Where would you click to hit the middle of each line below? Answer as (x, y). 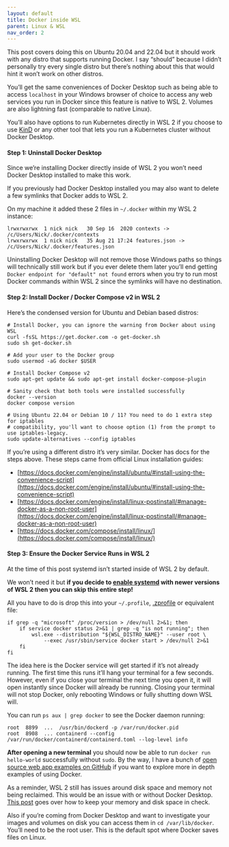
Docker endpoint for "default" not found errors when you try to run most (112, 274)
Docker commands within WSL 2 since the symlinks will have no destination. (114, 281)
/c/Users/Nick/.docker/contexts (53, 235)
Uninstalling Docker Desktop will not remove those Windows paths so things (114, 260)
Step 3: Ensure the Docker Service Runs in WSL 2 (78, 553)
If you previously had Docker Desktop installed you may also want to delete (113, 189)
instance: (20, 216)
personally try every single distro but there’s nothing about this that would (111, 67)
